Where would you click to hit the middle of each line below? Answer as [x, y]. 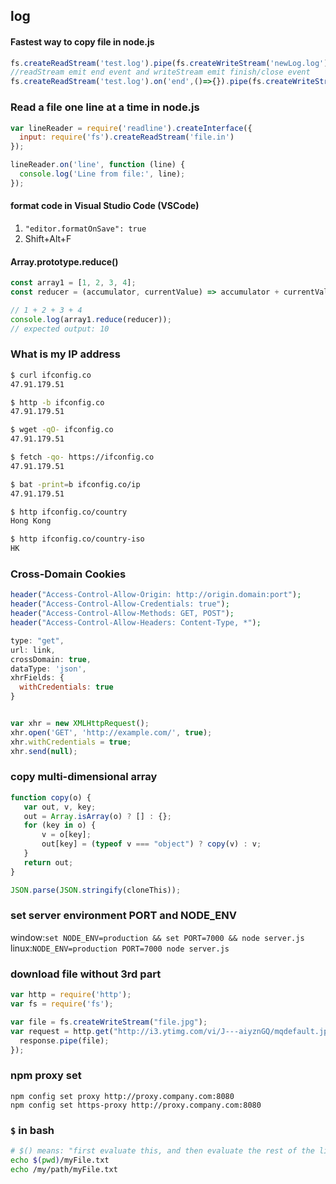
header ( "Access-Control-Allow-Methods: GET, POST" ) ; [122, 614]
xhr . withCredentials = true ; [71, 742]
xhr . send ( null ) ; [44, 751]
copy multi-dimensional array [84, 777]
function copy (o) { [51, 797]
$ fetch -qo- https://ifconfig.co [82, 457]
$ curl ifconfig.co [51, 375]
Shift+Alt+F [48, 238]
